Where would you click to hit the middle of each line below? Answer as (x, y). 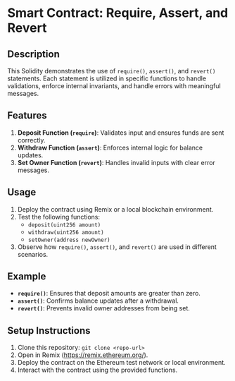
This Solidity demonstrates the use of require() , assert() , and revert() (112, 71)
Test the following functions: (59, 217)
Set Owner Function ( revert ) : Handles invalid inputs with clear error (116, 162)
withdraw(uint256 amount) (66, 232)
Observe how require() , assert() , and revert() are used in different (117, 247)
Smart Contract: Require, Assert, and (118, 13)
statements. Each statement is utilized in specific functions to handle (107, 78)
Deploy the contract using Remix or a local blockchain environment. (115, 209)
